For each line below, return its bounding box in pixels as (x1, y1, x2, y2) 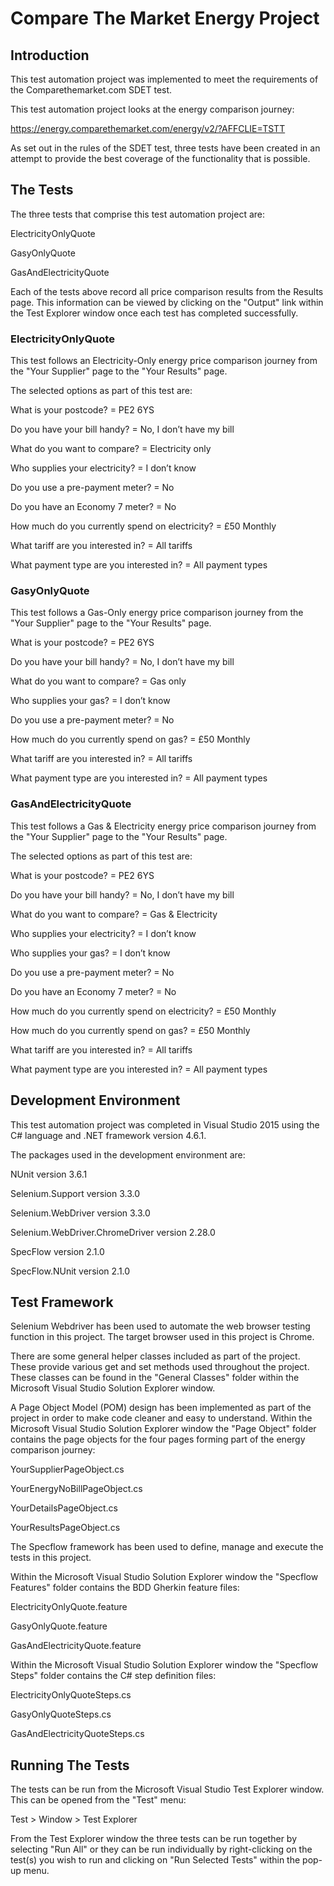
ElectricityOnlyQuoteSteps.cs (10, 1689, 132, 1701)
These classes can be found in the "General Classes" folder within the (10, 1372, 300, 1384)
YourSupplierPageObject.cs (10, 1463, 125, 1476)
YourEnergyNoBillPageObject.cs (10, 1483, 143, 1495)
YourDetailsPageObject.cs (10, 1502, 118, 1514)
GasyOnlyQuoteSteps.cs (10, 1708, 112, 1721)
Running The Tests (10, 1757, 130, 1774)
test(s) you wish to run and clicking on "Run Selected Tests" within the (10, 1854, 301, 1866)
